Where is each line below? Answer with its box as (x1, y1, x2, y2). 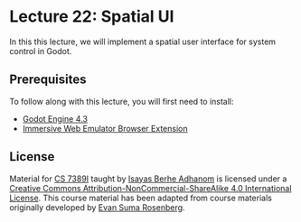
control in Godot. (9, 45, 72, 56)
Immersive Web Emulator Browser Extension (22, 123, 188, 134)
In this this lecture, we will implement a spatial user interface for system (9, 36, 277, 47)
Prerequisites (9, 72, 87, 88)
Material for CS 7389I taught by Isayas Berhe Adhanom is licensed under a (9, 173, 287, 184)
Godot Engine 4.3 (22, 113, 89, 124)
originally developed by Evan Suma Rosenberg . (9, 201, 185, 213)
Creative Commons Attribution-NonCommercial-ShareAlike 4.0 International (9, 182, 292, 193)
